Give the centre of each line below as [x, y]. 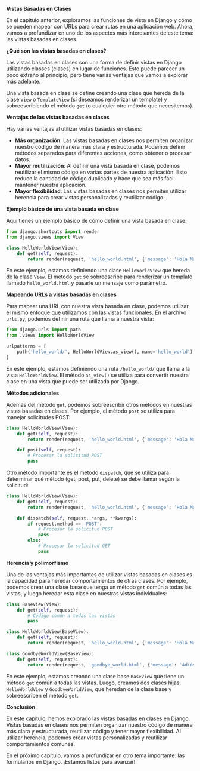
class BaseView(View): [34, 604]
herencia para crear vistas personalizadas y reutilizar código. [90, 197]
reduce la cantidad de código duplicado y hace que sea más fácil [95, 178]
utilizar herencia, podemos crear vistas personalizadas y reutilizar [87, 738]
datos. [23, 159]
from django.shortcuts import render [53, 232]
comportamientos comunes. [41, 744]
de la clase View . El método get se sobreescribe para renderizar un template [99, 277]
